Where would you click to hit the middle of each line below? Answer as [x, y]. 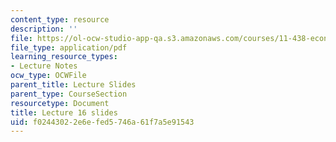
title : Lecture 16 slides [64, 112]
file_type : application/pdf [69, 47]
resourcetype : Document [60, 103]
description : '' [44, 29]
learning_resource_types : [64, 57]
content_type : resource [60, 19]
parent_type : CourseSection [69, 94]
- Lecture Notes [44, 66]
